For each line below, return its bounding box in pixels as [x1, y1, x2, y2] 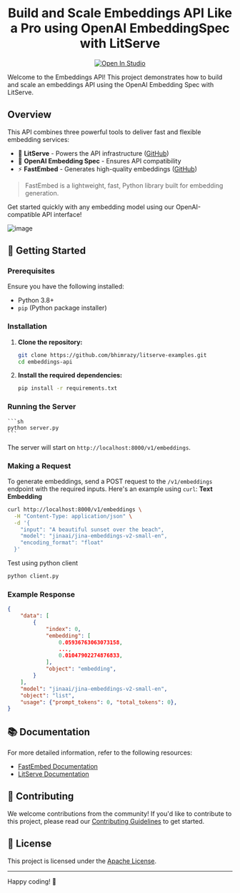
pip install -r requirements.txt [17, 385, 118, 392]
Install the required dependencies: [17, 371, 123, 380]
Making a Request [7, 460, 71, 470]
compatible [7, 210, 41, 218]
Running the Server [7, 402, 76, 412]
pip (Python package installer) [17, 303, 107, 312]
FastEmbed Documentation [17, 762, 99, 771]
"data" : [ [20, 612, 50, 620]
